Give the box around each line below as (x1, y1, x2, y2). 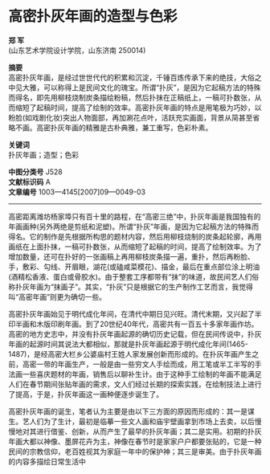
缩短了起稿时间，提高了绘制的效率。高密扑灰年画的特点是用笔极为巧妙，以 (14, 102, 262, 112)
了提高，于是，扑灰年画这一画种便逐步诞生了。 (8, 389, 163, 398)
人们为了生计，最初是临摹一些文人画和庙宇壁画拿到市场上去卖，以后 (29, 416, 255, 426)
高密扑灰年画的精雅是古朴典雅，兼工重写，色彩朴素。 (35, 122, 213, 133)
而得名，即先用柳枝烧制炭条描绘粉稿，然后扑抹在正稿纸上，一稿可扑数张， (8, 92, 255, 102)
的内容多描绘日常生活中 (8, 456, 86, 466)
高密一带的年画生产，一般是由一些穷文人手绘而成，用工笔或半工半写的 (22, 359, 255, 369)
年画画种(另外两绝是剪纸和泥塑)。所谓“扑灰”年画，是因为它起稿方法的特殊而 (8, 222, 260, 231)
